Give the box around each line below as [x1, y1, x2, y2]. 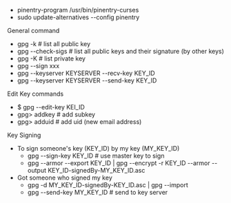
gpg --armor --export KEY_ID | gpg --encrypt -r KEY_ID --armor [27, 159, 210, 167]
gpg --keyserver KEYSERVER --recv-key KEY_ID [17, 69, 155, 77]
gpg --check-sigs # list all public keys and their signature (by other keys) [17, 47, 224, 55]
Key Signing [7, 131, 41, 139]
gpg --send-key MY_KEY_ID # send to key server [27, 189, 168, 196]
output [27, 167, 47, 174]
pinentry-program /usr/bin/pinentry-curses [17, 6, 139, 14]
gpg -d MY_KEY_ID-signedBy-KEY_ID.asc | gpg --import [27, 181, 188, 189]
